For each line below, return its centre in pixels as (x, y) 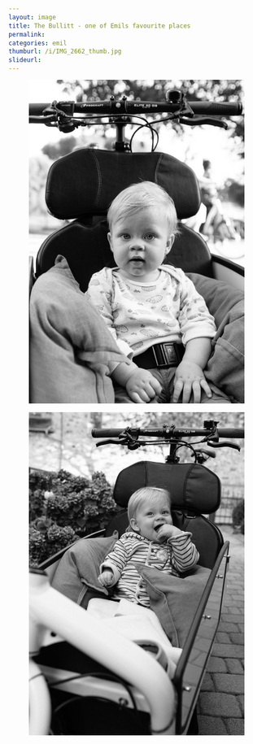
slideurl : (25, 60)
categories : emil (38, 43)
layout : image (33, 17)
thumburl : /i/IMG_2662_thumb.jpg (65, 52)
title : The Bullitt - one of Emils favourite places (100, 26)
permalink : (27, 34)
